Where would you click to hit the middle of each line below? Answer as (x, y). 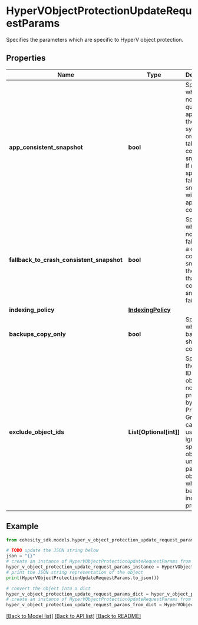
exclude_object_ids (37, 432)
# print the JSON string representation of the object (75, 572)
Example (22, 526)
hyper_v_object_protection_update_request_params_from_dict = (84, 605)
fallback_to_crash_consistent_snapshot (66, 260)
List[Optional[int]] (154, 432)
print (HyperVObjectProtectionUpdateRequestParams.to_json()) (83, 578)
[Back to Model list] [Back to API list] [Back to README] (74, 616)
